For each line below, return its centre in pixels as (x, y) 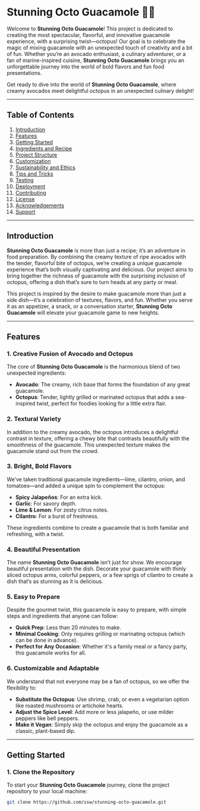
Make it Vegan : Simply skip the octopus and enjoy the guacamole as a (101, 724)
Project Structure (36, 155)
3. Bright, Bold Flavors (39, 466)
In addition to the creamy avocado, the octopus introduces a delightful (93, 432)
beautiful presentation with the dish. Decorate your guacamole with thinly (96, 569)
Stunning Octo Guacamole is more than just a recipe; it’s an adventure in (96, 250)
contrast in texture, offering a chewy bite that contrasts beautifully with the (98, 438)
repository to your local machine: (47, 791)
